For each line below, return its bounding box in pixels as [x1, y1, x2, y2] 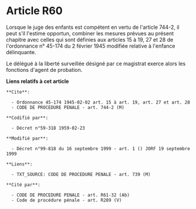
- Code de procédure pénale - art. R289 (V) [11, 197, 122, 203]
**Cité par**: [6, 181, 41, 188]
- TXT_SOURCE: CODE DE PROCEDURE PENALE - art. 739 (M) [11, 171, 151, 177]
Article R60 [6, 4, 63, 18]
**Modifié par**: [6, 135, 49, 141]
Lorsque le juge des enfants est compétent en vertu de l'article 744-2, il [6, 24, 180, 31]
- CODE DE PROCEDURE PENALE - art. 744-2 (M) [11, 104, 125, 110]
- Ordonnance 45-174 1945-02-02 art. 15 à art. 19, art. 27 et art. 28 [11, 99, 191, 105]
